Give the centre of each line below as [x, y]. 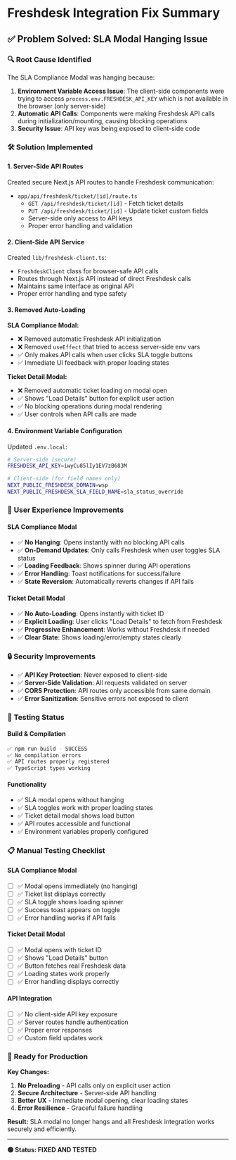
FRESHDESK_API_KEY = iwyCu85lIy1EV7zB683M [67, 466]
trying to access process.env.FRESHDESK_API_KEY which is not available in [123, 98]
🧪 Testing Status [36, 717]
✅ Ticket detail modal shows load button [76, 816]
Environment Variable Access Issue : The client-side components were [121, 91]
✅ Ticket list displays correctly [61, 894]
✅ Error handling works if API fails [66, 918]
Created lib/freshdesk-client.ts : [57, 258]
